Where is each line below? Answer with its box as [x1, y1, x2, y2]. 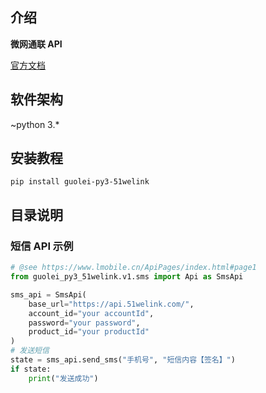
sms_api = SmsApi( [10, 289, 87, 300]
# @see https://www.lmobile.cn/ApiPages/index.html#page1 [10, 263, 257, 273]
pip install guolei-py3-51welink [10, 177, 150, 187]
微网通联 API [10, 38, 63, 50]
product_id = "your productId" [28, 327, 150, 337]
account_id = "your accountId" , [28, 308, 155, 318]
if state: [10, 364, 52, 374]
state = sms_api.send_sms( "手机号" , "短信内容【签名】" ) [10, 355, 236, 365]
